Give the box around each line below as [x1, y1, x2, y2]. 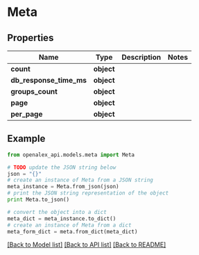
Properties [7, 32, 54, 44]
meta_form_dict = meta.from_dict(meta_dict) [7, 228, 138, 235]
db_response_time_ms [10, 76, 87, 85]
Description [121, 53, 162, 62]
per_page [10, 109, 43, 119]
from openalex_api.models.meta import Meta [7, 151, 135, 158]
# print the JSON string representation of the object [7, 190, 169, 197]
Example [7, 133, 46, 145]
